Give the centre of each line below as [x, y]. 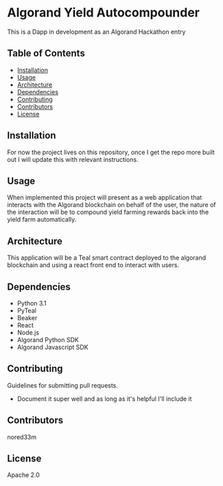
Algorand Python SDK [48, 340]
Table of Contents [46, 53]
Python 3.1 [32, 303]
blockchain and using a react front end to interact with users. [93, 265]
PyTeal [26, 310]
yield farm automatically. [42, 220]
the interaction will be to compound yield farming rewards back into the [108, 212]
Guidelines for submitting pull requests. [63, 385]
